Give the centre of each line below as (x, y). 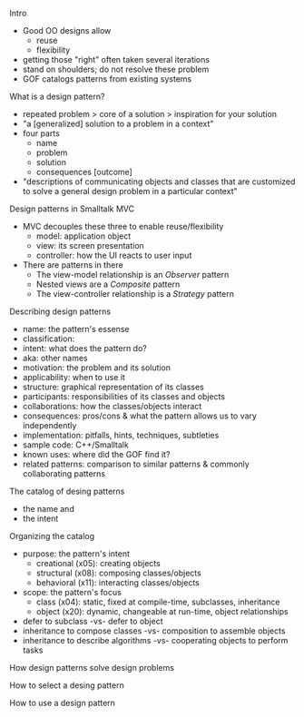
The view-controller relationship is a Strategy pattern (135, 294)
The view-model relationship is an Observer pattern (132, 275)
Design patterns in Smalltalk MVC (72, 209)
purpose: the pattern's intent (76, 554)
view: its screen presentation (90, 246)
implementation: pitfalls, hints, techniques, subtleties (121, 435)
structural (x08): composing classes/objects (118, 573)
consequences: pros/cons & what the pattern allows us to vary (139, 416)
